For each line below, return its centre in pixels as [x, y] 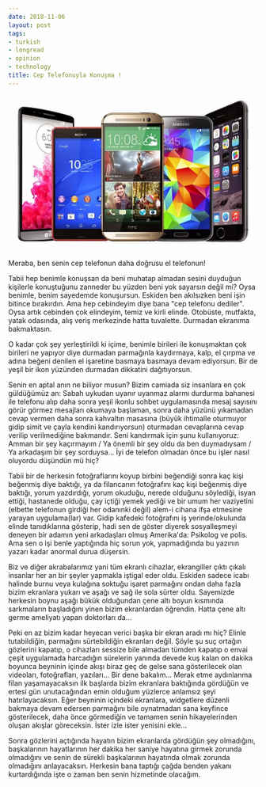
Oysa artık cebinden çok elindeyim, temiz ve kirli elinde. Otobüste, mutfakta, [132, 312]
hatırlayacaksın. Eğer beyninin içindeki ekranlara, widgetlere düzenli [119, 700]
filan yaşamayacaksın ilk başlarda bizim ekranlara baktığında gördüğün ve [129, 683]
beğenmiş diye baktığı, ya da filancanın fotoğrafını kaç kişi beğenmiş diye [128, 484]
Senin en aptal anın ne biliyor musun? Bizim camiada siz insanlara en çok [127, 385]
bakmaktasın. [30, 329]
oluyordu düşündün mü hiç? [54, 460]
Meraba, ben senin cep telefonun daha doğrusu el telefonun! [107, 263]
